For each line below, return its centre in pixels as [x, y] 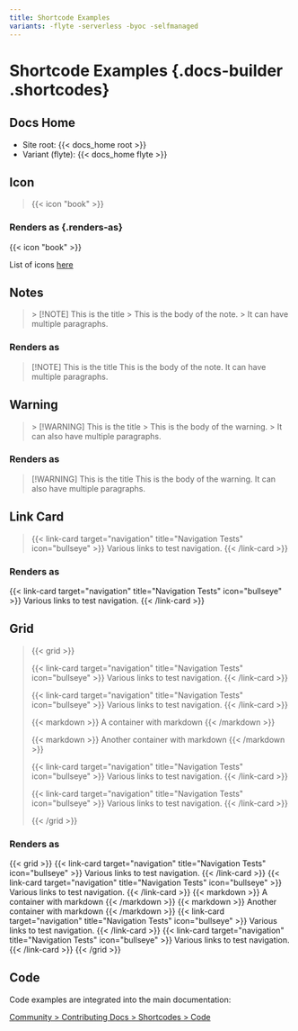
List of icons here [41, 264]
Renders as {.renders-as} [66, 228]
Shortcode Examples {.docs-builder [146, 71]
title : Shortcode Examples [60, 18]
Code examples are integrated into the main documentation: [120, 999]
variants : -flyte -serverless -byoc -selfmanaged [104, 26]
